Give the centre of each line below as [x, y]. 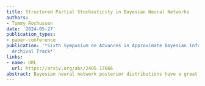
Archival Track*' [34, 51]
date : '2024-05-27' [31, 29]
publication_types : [31, 35]
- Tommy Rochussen [30, 23]
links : [15, 57]
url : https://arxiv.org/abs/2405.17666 [63, 68]
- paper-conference [31, 40]
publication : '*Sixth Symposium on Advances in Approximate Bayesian [97, 46]
